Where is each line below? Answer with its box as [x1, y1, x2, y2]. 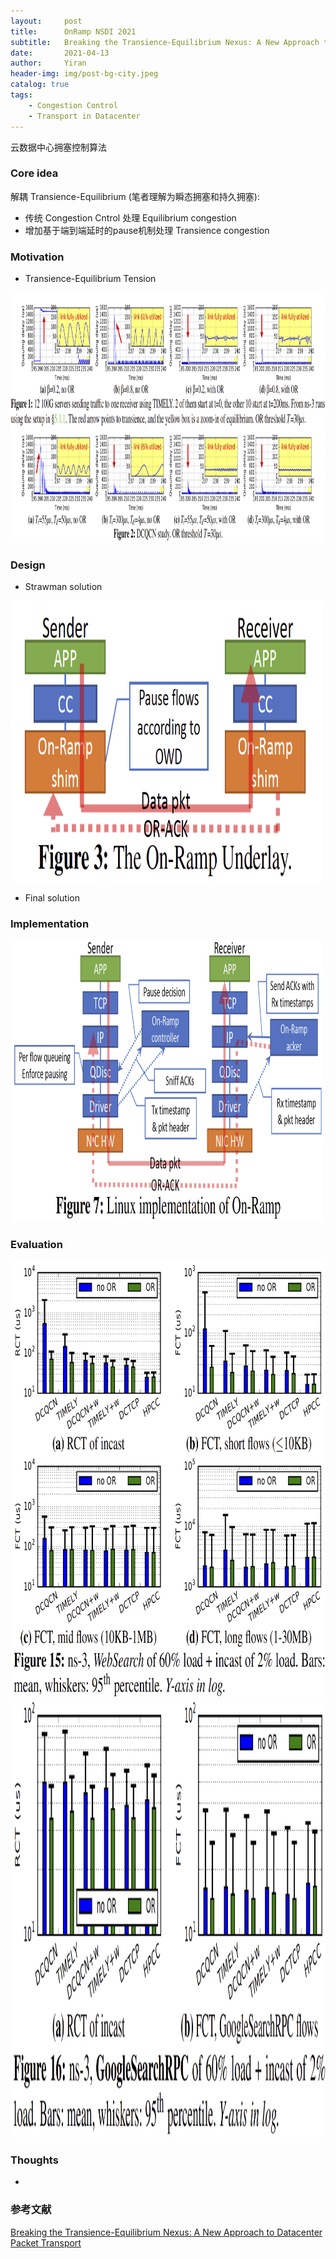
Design [10, 558, 46, 572]
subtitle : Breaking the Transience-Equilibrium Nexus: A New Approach [10, 37, 320, 47]
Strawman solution [24, 581, 103, 593]
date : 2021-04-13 [10, 48, 110, 58]
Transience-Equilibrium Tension [24, 273, 157, 285]
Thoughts [10, 2153, 59, 2167]
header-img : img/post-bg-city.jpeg [10, 69, 159, 79]
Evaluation [10, 1237, 63, 1251]
